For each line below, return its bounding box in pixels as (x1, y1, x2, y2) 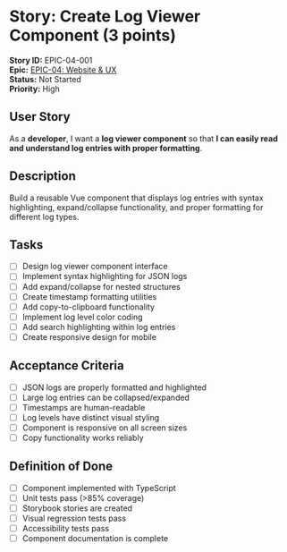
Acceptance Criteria (9, 358, 124, 373)
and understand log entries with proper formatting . (9, 142, 203, 153)
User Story (9, 109, 71, 124)
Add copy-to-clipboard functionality (21, 301, 155, 312)
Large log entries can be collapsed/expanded (21, 392, 190, 403)
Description (9, 168, 76, 184)
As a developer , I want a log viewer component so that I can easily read (9, 132, 279, 144)
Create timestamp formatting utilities (21, 291, 157, 301)
